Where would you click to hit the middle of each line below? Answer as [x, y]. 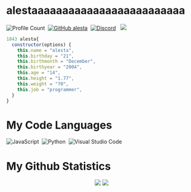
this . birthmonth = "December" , [57, 62]
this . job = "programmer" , [50, 89]
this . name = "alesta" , [46, 50]
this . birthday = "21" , [46, 56]
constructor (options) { [41, 45]
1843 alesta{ [23, 39]
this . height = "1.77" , [46, 78]
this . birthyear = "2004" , [50, 67]
